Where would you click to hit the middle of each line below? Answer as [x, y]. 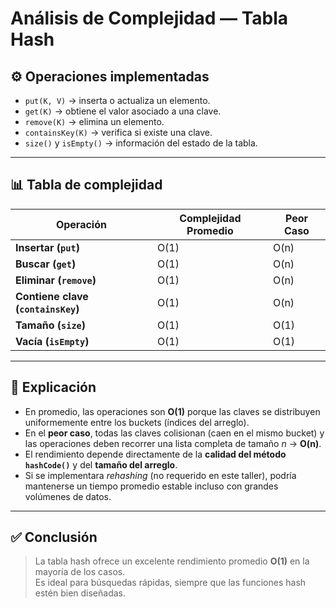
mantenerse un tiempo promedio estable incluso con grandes [151, 486]
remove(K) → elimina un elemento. [94, 121]
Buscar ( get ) [46, 264]
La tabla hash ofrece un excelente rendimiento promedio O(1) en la [172, 561]
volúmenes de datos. [68, 496]
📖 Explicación [53, 387]
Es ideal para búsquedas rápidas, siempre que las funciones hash [170, 583]
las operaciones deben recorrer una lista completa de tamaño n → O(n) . [173, 443]
